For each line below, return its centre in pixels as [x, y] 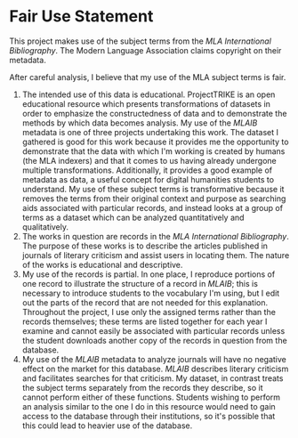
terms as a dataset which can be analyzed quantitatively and [133, 217]
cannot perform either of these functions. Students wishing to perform [151, 397]
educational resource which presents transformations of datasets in [146, 103]
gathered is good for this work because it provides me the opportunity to [155, 142]
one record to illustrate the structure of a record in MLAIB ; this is [140, 283]
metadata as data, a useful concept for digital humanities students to [148, 179]
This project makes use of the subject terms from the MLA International [140, 41]
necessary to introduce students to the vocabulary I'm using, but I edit [151, 293]
